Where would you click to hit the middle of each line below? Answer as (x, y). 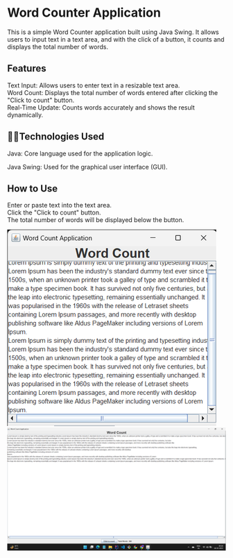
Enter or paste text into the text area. (60, 205)
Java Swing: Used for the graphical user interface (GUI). (87, 167)
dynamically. (25, 115)
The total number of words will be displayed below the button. (96, 220)
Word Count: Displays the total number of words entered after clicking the (113, 92)
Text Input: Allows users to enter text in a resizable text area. (94, 85)
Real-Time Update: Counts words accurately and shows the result (101, 107)
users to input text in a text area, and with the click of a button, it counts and (116, 39)
